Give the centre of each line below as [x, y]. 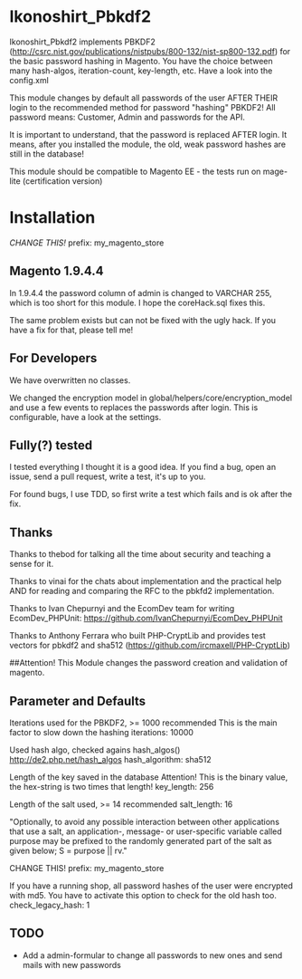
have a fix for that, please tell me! [71, 330]
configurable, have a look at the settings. [85, 417]
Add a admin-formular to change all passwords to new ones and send [152, 955]
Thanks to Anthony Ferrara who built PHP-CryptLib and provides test [138, 636]
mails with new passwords [72, 965]
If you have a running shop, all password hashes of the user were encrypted [151, 886]
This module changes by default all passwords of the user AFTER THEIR [144, 98]
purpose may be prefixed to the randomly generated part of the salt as [141, 840]
